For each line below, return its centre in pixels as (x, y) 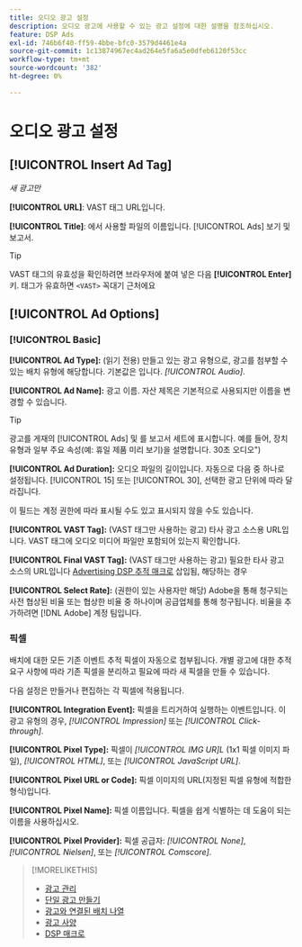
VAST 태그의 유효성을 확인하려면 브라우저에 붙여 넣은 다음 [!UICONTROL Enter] (151, 274)
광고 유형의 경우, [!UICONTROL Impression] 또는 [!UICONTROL (123, 720)
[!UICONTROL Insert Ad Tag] (91, 165)
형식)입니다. (30, 791)
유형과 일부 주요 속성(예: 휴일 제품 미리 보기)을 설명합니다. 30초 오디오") (135, 450)
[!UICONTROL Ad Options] (84, 315)
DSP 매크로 (65, 933)
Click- (249, 720)
